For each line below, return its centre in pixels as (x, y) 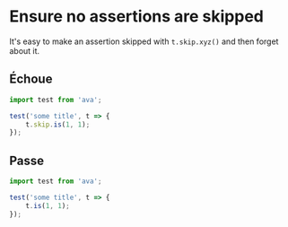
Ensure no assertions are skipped (137, 17)
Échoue (31, 79)
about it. (25, 50)
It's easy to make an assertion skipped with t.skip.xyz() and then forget (144, 41)
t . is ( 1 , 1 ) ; (48, 205)
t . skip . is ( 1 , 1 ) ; (58, 124)
